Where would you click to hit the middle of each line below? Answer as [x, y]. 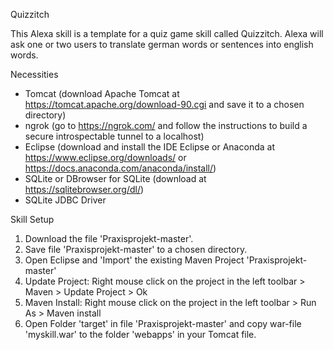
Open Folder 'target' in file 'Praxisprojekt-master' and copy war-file [163, 323]
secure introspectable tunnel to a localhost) [114, 136]
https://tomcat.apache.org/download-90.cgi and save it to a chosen [164, 104]
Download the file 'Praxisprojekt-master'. [109, 238]
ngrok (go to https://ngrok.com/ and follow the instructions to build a [166, 125]
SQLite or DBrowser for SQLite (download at [115, 178]
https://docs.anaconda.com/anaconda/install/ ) [120, 168]
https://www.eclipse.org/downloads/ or [105, 157]
